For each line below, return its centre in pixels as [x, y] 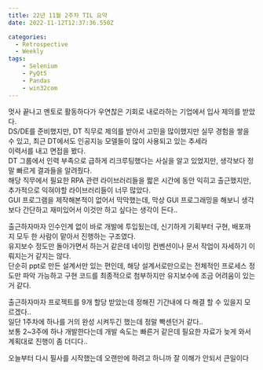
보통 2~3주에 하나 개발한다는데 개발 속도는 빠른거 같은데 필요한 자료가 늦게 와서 [130, 332]
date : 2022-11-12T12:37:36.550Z [61, 23]
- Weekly [29, 52]
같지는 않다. [53, 255]
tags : [17, 59]
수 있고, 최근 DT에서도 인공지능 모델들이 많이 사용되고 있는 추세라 [108, 141]
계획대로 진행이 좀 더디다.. [48, 341]
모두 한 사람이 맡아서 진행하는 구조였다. [76, 236]
